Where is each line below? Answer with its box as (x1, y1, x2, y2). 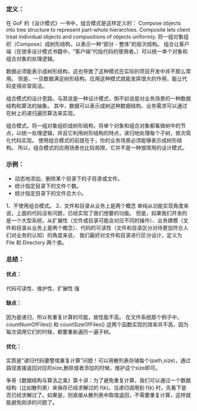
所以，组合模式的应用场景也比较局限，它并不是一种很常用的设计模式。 (17, 144, 188, 151)
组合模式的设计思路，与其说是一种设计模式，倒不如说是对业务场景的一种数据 (6, 95, 191, 102)
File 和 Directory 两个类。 (6, 239, 67, 246)
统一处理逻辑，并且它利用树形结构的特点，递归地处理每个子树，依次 (21, 129, 186, 136)
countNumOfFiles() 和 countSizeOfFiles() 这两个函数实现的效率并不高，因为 (6, 320, 189, 328)
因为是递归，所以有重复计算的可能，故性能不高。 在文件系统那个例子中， (6, 313, 182, 320)
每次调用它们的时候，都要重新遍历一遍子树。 (6, 328, 114, 335)
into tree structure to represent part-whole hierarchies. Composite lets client (6, 26, 191, 34)
